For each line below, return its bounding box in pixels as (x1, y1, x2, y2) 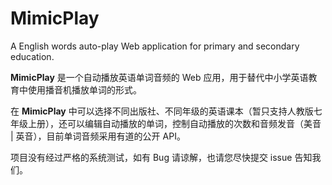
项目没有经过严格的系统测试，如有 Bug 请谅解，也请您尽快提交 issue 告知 (10, 151, 313, 163)
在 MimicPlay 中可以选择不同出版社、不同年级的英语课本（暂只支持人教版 (10, 105, 314, 117)
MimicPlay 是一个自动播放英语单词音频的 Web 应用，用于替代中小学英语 (10, 71, 309, 83)
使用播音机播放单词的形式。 (27, 83, 142, 96)
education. (10, 50, 55, 62)
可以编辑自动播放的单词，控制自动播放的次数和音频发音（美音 (66, 117, 322, 129)
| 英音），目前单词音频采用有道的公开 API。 (10, 130, 186, 142)
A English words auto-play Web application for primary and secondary (10, 40, 300, 52)
